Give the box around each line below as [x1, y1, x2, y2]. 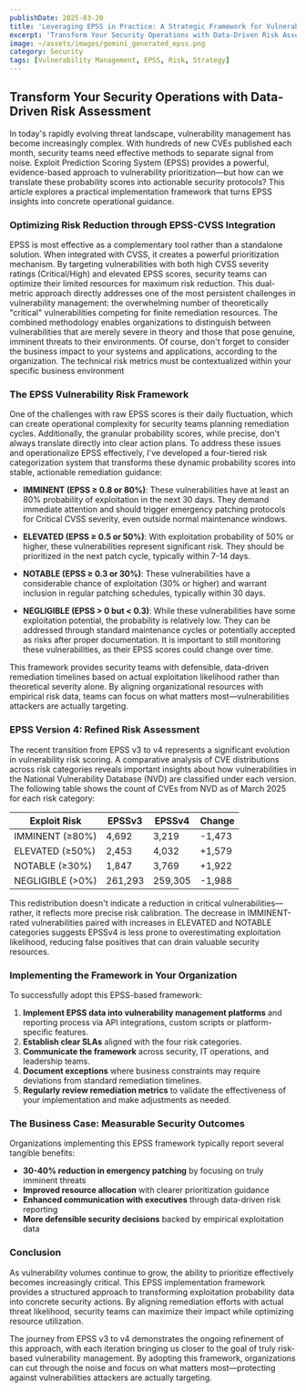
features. [54, 1027, 89, 1037]
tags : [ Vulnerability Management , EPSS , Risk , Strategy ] [9, 56, 230, 65]
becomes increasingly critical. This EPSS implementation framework [9, 1276, 266, 1287]
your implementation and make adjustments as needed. [22, 1095, 231, 1105]
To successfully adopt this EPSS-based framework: [9, 990, 203, 1000]
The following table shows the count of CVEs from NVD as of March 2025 [9, 783, 287, 794]
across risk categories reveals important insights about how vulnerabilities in [9, 764, 297, 774]
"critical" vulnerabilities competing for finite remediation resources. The [9, 307, 278, 318]
